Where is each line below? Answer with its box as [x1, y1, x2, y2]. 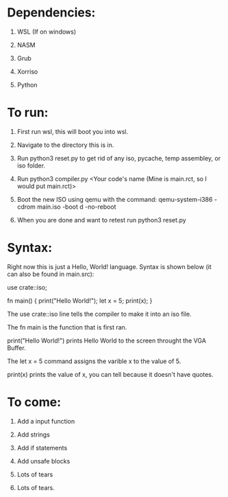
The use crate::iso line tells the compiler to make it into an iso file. [7, 310, 192, 318]
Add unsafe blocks [16, 456, 71, 465]
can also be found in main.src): [7, 270, 94, 278]
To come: [7, 395, 62, 410]
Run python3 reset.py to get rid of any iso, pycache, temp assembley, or [16, 154, 221, 162]
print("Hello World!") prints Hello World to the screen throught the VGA [7, 336, 207, 345]
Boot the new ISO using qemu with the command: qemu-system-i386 [16, 195, 213, 203]
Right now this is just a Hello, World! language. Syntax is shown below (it [7, 262, 212, 270]
